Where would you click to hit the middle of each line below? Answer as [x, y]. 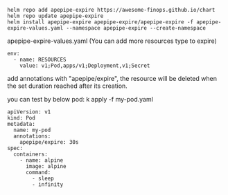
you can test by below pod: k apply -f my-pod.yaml [80, 99]
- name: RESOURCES [40, 59]
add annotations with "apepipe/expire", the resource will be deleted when [112, 78]
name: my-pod [32, 130]
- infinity [48, 185]
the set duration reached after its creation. [68, 86]
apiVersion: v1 [29, 112]
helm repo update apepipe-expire [55, 16]
